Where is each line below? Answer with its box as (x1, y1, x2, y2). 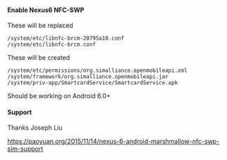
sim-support (7, 144, 44, 153)
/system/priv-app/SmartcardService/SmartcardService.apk (7, 80, 178, 87)
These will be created (7, 54, 70, 62)
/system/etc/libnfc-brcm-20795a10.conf (7, 35, 125, 42)
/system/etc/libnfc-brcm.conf (7, 41, 97, 49)
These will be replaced (7, 21, 73, 30)
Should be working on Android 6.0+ (7, 92, 111, 100)
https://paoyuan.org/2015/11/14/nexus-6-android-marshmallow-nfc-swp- (7, 137, 220, 146)
